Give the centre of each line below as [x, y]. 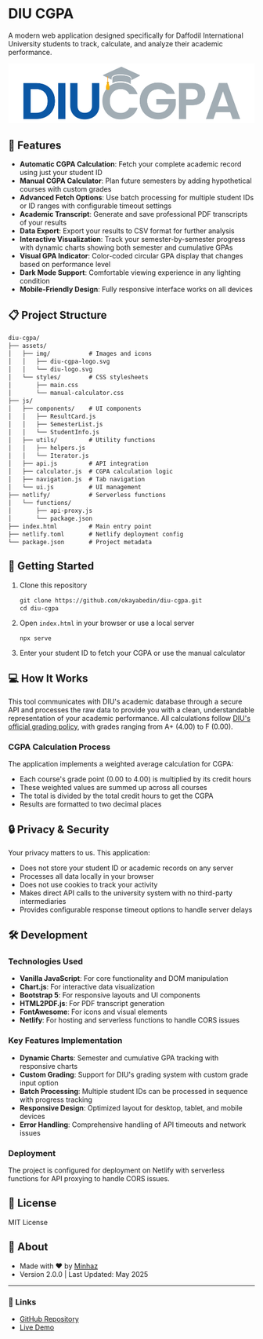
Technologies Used [46, 961]
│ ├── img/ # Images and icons [80, 354]
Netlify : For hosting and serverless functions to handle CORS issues [130, 1020]
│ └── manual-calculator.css [66, 393]
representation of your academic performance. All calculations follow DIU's [130, 718]
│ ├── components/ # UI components [75, 409]
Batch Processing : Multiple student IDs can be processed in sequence [133, 1091]
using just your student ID [61, 173]
